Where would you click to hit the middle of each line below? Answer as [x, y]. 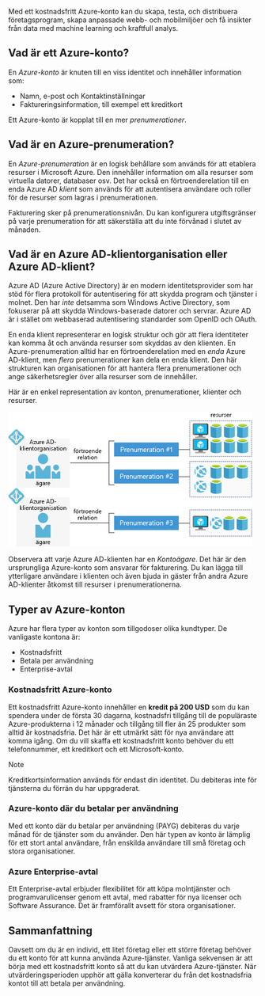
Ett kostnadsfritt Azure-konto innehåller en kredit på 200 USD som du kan [129, 707]
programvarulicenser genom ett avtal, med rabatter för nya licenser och [125, 897]
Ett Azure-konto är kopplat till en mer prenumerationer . [98, 120]
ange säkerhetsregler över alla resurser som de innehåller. [103, 377]
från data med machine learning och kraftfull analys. [93, 28]
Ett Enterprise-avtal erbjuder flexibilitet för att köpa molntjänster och [119, 889]
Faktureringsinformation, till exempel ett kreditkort [101, 104]
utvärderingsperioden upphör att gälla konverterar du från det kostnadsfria [130, 975]
